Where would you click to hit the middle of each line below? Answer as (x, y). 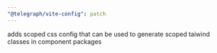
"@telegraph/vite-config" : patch (57, 14)
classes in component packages (55, 41)
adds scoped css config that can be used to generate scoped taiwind (109, 34)
